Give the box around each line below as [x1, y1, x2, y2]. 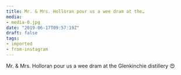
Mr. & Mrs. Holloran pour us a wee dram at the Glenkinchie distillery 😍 [6, 62, 175, 69]
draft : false [6, 30, 38, 36]
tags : [6, 35, 19, 41]
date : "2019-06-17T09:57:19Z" [6, 24, 80, 31]
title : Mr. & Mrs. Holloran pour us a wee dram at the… [6, 8, 145, 15]
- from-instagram [6, 47, 48, 52]
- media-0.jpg [6, 19, 41, 25]
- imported [6, 41, 33, 47]
